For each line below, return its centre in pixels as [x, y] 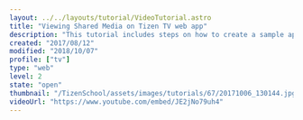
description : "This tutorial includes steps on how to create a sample [147, 34]
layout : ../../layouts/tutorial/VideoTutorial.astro [110, 18]
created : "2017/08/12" [52, 43]
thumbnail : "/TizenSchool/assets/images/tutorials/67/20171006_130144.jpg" [155, 93]
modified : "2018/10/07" [54, 51]
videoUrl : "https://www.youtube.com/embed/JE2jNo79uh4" [116, 102]
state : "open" [36, 85]
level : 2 [26, 77]
